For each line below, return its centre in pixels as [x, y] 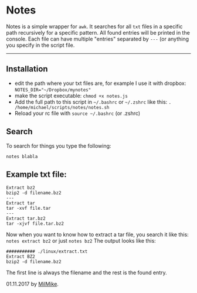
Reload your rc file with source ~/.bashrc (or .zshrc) [77, 113]
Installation [27, 69]
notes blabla [22, 156]
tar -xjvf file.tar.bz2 [35, 224]
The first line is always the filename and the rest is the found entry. [86, 272]
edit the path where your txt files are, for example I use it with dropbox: [100, 83]
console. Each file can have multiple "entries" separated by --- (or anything [98, 39]
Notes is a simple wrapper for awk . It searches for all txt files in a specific [94, 26]
